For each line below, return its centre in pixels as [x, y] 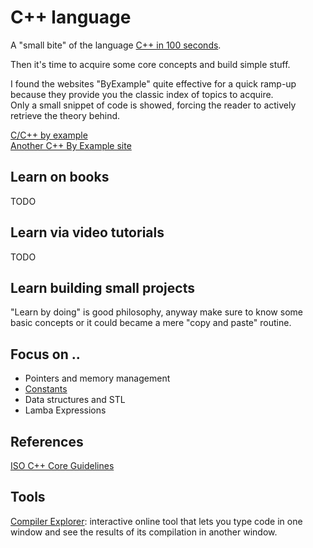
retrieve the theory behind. [65, 115]
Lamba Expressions [65, 410]
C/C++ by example [49, 135]
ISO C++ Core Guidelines [62, 465]
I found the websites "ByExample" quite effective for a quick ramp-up [153, 83]
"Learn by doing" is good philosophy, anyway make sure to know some [156, 312]
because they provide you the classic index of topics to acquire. [142, 94]
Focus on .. [45, 354]
